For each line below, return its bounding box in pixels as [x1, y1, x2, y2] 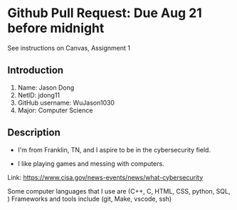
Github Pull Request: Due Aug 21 [7, 5, 203, 21]
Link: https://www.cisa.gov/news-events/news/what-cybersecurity [7, 173, 204, 182]
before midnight [7, 20, 105, 36]
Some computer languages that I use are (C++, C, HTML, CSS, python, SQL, [7, 187, 231, 195]
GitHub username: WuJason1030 [17, 98, 115, 107]
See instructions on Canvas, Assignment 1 [7, 43, 130, 52]
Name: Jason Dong [17, 83, 75, 92]
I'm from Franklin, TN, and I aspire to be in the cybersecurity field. [17, 145, 211, 154]
